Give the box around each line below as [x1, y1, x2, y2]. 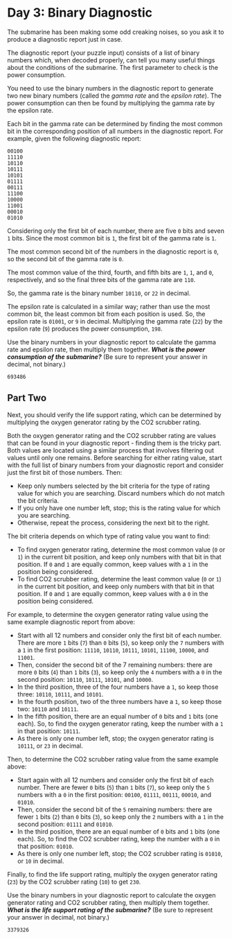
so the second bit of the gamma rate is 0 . [7, 254, 124, 263]
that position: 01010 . [17, 842, 74, 850]
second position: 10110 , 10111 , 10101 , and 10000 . [17, 675, 154, 683]
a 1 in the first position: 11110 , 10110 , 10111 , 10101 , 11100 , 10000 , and [17, 646, 209, 654]
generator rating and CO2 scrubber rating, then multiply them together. [7, 898, 210, 906]
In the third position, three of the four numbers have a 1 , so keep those [17, 683, 219, 691]
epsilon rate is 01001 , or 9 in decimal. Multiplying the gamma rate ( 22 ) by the [7, 317, 223, 325]
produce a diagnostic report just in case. [7, 35, 123, 43]
